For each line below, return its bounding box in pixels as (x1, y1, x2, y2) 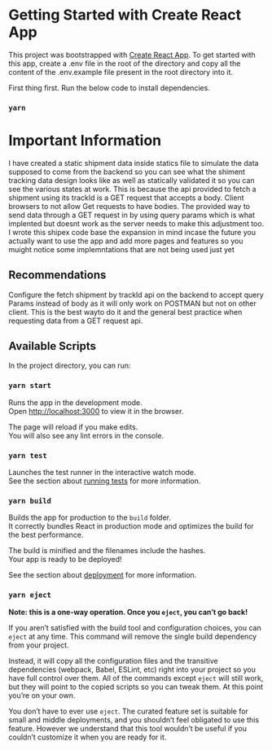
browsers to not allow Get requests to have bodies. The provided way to (8, 201, 251, 211)
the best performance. (8, 530, 84, 540)
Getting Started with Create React (8, 6, 242, 24)
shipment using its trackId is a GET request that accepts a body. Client (8, 193, 244, 203)
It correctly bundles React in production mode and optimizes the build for (8, 521, 254, 531)
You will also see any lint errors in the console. (8, 430, 165, 440)
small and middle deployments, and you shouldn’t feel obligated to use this (8, 714, 259, 725)
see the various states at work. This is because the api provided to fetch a (8, 184, 257, 194)
